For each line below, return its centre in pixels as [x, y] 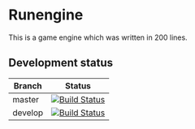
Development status [61, 63]
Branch [28, 85]
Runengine [46, 15]
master [26, 99]
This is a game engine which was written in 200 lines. [98, 37]
